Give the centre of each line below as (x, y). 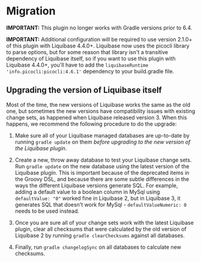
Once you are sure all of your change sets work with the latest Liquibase (104, 222)
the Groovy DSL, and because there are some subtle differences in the (102, 179)
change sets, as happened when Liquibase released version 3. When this (97, 117)
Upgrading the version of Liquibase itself (84, 90)
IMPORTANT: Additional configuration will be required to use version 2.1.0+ (99, 39)
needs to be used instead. (47, 211)
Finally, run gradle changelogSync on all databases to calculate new (98, 247)
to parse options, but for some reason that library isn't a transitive (87, 52)
